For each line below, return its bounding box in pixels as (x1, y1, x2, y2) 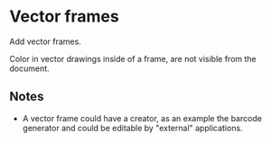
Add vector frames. (9, 36, 81, 47)
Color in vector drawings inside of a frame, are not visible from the (9, 53, 257, 64)
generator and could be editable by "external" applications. (22, 122, 243, 133)
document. (9, 63, 50, 74)
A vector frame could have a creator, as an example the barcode (22, 112, 262, 123)
